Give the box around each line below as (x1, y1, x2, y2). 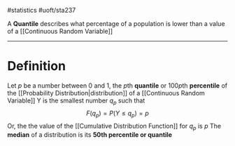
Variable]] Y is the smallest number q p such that (7, 96, 145, 106)
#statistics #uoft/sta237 (7, 6, 76, 14)
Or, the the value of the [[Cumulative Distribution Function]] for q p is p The (7, 121, 222, 132)
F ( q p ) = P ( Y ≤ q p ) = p (86, 109, 149, 119)
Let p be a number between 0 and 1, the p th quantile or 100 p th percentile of (7, 81, 228, 90)
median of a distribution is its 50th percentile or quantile (7, 131, 173, 139)
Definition (7, 58, 66, 74)
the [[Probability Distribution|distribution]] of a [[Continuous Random (7, 88, 205, 97)
